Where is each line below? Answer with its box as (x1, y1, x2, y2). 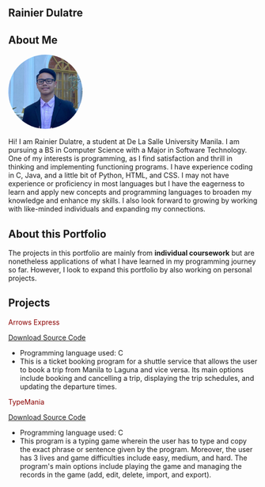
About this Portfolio (8, 227, 107, 241)
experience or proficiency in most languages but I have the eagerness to (8, 179, 245, 188)
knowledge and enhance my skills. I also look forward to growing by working (8, 196, 258, 205)
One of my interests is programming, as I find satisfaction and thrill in (8, 154, 233, 163)
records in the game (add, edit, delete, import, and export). (19, 470, 212, 479)
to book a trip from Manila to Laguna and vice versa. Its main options (19, 364, 244, 375)
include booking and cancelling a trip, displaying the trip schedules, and (19, 373, 255, 382)
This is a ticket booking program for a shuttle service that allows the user (19, 356, 258, 366)
